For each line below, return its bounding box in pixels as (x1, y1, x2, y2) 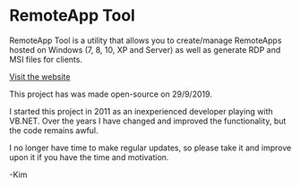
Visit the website (9, 71, 71, 81)
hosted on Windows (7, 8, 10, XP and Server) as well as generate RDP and (9, 44, 281, 55)
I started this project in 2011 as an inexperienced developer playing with (9, 106, 273, 116)
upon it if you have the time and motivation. (9, 151, 169, 162)
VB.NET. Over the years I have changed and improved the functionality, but (9, 115, 287, 126)
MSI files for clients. (9, 54, 83, 64)
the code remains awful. (9, 124, 99, 135)
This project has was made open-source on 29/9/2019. (9, 89, 213, 99)
